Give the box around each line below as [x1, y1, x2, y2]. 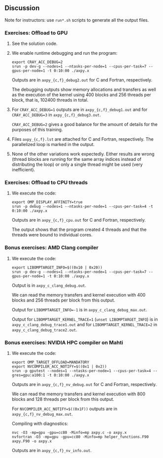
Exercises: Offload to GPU [4, 29, 68, 36]
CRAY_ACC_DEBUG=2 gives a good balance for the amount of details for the [11, 121, 158, 127]
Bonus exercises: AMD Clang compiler [4, 244, 99, 251]
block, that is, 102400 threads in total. [11, 97, 89, 103]
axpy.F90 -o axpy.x [11, 439, 52, 444]
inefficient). [11, 167, 35, 173]
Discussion [4, 4, 40, 12]
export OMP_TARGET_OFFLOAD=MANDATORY [11, 360, 90, 365]
